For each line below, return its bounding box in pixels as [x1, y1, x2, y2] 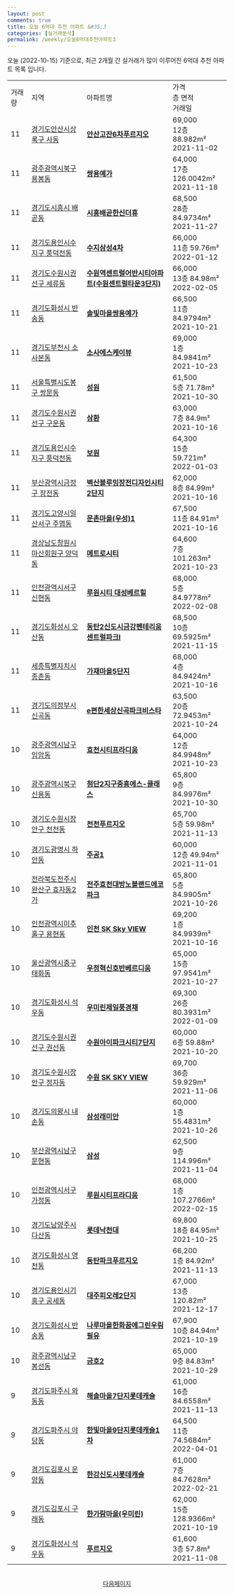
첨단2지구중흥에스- [86, 780, 148, 789]
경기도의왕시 [31, 1106, 70, 1116]
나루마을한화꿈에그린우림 [86, 1321, 164, 1331]
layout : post [7, 10, 45, 17]
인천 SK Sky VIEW [86, 924, 146, 934]
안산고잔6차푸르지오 [86, 130, 150, 140]
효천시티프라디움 [86, 745, 139, 755]
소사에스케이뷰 [86, 348, 132, 358]
